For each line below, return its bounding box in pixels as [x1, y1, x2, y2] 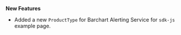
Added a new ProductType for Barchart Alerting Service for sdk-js [14, 16, 175, 23]
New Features [5, 5, 41, 12]
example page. [14, 23, 51, 29]
